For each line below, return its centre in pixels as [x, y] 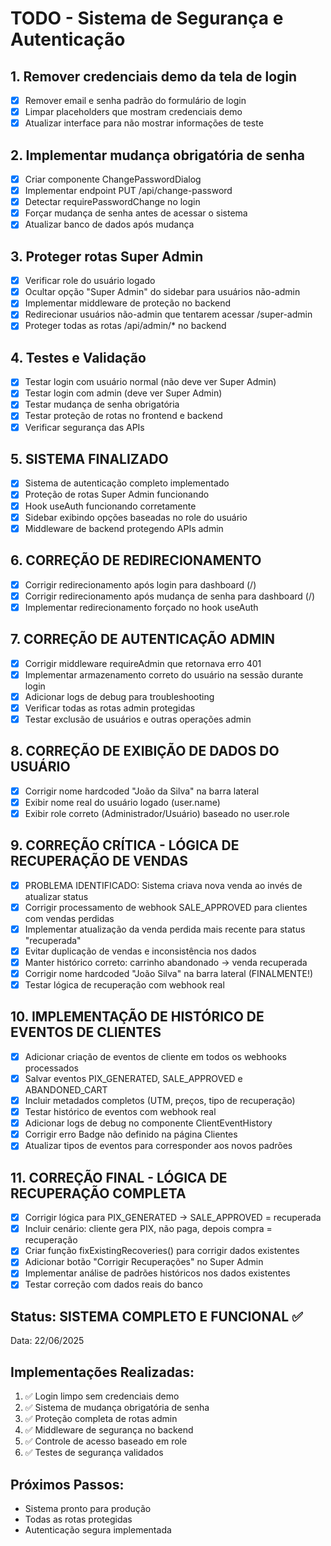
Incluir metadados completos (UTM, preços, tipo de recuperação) [160, 1100]
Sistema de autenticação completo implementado [127, 483]
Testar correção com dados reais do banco [113, 1284]
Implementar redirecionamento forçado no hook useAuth [141, 607]
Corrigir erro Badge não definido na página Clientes [131, 1134]
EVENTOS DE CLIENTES [86, 1032]
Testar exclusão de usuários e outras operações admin [138, 719]
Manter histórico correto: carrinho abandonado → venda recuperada [166, 962]
